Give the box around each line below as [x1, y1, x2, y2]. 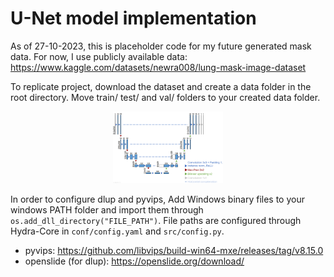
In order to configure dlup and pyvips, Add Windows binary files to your [10, 193, 305, 205]
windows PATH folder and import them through [10, 204, 204, 216]
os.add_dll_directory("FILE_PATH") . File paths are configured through [10, 215, 302, 226]
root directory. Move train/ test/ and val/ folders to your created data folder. [10, 91, 321, 103]
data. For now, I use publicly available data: [10, 50, 188, 62]
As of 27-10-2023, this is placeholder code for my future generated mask [10, 40, 312, 52]
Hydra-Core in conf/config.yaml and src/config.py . [10, 225, 225, 237]
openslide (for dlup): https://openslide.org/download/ [24, 255, 245, 267]
